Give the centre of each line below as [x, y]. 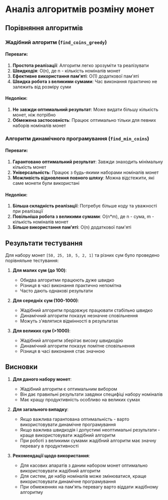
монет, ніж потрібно [34, 115]
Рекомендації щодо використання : [51, 455]
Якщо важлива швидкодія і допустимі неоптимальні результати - [90, 430]
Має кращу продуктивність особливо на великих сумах [80, 399]
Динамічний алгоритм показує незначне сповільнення [79, 316]
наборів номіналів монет [39, 125]
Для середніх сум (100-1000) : [46, 301]
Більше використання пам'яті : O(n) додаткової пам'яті [72, 227]
